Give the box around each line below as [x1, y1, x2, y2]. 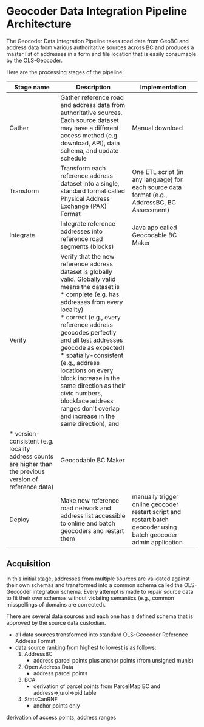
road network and [60, 504, 111, 512]
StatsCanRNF [24, 695, 58, 703]
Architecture [6, 17, 72, 31]
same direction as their [60, 381, 126, 390]
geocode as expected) [60, 343, 125, 352]
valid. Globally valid [60, 275, 116, 283]
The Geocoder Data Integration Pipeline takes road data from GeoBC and [6, 37, 189, 44]
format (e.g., [132, 190, 168, 199]
